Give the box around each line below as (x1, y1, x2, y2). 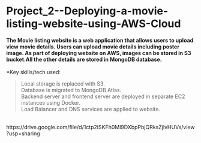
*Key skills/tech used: (6, 68, 61, 75)
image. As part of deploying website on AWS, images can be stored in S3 (6, 49, 191, 56)
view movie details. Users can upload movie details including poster (6, 43, 180, 50)
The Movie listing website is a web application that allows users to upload (6, 36, 194, 44)
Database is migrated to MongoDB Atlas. (20, 86, 122, 93)
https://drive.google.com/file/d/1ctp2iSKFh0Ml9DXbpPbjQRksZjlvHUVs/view (6, 123, 195, 130)
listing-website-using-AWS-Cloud (6, 17, 181, 31)
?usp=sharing (6, 130, 40, 137)
